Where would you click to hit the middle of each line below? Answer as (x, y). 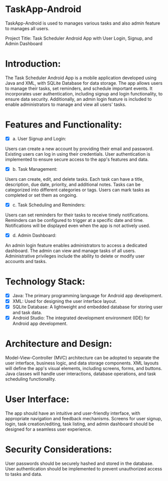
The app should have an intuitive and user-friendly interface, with (73, 413)
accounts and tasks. (26, 262)
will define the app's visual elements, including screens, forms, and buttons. (84, 369)
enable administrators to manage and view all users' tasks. (66, 104)
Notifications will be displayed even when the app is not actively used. (78, 225)
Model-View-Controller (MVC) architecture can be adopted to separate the (82, 358)
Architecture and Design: (59, 344)
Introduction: (33, 64)
